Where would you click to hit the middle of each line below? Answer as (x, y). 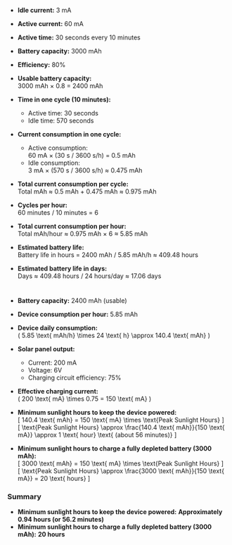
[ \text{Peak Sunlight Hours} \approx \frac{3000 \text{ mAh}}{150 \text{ (121, 471)
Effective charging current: (58, 391)
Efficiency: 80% (41, 65)
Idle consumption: (54, 163)
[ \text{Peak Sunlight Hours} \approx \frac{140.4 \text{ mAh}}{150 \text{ (121, 427)
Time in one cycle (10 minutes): (64, 99)
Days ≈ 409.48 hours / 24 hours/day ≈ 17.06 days (89, 276)
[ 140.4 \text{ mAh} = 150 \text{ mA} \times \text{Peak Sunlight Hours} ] (121, 420)
